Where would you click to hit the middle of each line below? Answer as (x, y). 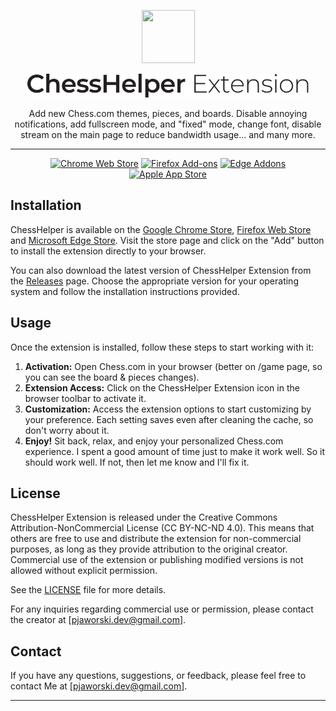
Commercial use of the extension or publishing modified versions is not (157, 560)
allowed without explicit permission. (84, 571)
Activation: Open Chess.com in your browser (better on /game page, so (173, 366)
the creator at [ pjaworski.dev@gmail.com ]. (98, 620)
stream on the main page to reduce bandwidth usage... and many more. (168, 134)
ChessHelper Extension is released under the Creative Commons (144, 517)
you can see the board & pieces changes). (112, 377)
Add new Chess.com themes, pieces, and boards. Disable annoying (168, 113)
